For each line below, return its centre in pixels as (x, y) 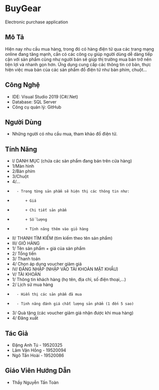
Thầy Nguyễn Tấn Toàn (35, 382)
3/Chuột (20, 177)
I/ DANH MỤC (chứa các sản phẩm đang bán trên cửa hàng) (72, 161)
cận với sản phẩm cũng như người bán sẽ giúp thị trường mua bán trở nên (78, 59)
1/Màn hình (23, 166)
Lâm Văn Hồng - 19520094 (39, 350)
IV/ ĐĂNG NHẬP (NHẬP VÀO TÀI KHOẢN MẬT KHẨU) (65, 269)
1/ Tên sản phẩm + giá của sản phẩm (49, 248)
